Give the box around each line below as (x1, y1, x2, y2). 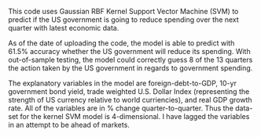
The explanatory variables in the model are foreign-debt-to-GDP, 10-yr (8, 78, 237, 88)
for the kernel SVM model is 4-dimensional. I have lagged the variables (20, 112, 250, 121)
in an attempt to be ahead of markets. (8, 121, 130, 129)
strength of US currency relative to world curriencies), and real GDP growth (8, 96, 253, 104)
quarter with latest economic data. (8, 23, 119, 32)
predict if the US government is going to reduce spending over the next (8, 15, 240, 24)
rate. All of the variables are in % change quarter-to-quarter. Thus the (8, 103, 234, 113)
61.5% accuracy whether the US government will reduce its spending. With (8, 47, 251, 56)
